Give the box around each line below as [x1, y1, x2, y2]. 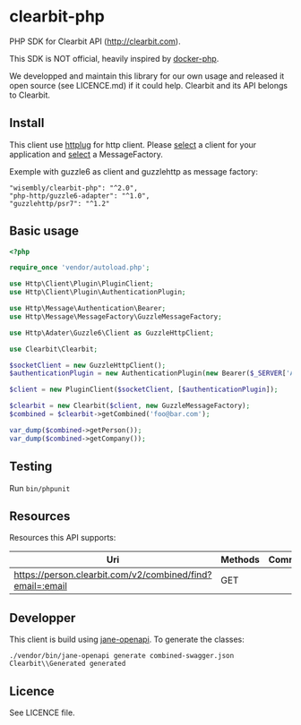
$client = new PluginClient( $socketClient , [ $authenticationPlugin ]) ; [9, 385, 279, 395]
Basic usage [9, 224, 79, 239]
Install [9, 115, 45, 131]
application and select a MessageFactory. [9, 149, 164, 159]
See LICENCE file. [9, 707, 75, 718]
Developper [9, 610, 76, 626]
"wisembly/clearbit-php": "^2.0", [9, 183, 139, 192]
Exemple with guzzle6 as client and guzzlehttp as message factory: [9, 166, 258, 176]
